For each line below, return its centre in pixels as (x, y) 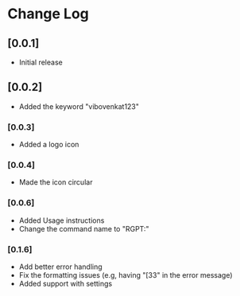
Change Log (48, 14)
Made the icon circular (56, 182)
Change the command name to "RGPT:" (84, 228)
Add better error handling (60, 267)
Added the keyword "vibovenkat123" (79, 106)
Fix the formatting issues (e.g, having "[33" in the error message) (126, 275)
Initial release (41, 62)
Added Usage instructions (62, 220)
